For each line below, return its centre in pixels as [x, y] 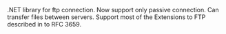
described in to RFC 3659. [44, 24]
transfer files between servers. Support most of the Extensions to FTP [106, 17]
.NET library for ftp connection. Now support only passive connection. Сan [113, 10]
